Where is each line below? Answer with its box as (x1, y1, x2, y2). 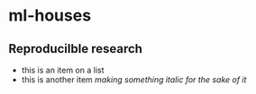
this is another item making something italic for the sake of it (21, 74, 247, 85)
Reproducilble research (8, 41, 143, 56)
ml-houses (8, 5, 92, 26)
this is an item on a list (21, 64, 105, 75)
